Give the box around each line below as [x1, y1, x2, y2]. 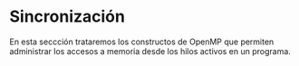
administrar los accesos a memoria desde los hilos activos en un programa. [9, 45, 292, 56]
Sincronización [9, 6, 125, 27]
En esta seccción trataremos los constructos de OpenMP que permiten [9, 36, 275, 47]
